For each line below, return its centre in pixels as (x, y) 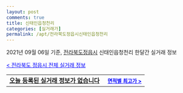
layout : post (23, 12)
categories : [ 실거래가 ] (34, 29)
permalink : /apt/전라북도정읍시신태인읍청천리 (57, 34)
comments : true (25, 18)
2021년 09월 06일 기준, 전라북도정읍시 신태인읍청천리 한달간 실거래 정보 (91, 53)
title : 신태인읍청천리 (30, 23)
